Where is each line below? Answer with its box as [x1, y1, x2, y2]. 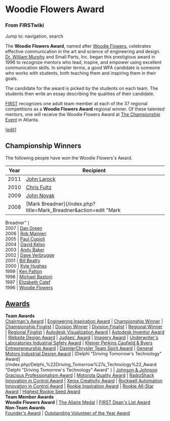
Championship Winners [5, 141, 82, 150]
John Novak [26, 192, 55, 199]
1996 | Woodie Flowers [5, 285, 53, 291]
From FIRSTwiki [5, 22, 45, 29]
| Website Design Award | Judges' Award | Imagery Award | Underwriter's [5, 335, 158, 341]
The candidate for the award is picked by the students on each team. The [5, 85, 158, 92]
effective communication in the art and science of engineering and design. [5, 48, 161, 54]
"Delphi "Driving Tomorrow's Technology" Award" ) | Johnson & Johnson [5, 367, 158, 373]
